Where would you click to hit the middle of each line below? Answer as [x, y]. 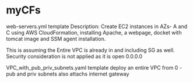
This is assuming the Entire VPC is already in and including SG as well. [90, 50]
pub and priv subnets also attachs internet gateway [68, 74]
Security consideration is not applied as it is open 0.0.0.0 [74, 56]
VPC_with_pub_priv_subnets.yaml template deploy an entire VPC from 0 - [94, 67]
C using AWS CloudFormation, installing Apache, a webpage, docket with [94, 32]
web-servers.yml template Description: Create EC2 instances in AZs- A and [97, 26]
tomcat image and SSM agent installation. [56, 39]
